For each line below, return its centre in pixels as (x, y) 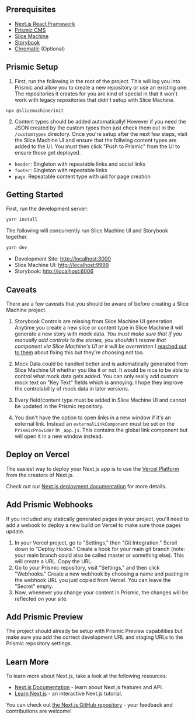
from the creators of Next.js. (40, 475)
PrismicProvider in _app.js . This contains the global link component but (101, 430)
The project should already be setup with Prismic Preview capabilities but (94, 631)
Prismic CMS (30, 30)
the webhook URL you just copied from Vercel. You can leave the (93, 580)
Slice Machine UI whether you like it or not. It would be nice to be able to (102, 370)
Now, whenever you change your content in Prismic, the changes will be (101, 592)
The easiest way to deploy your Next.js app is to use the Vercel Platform (93, 468)
